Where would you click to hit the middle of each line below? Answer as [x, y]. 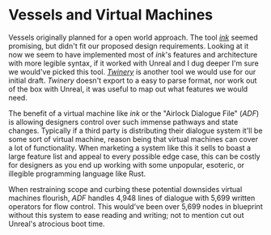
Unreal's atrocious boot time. [57, 224]
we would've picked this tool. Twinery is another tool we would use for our [132, 71]
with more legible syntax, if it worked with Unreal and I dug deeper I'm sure [133, 63]
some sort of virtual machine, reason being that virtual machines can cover [133, 139]
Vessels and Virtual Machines [111, 15]
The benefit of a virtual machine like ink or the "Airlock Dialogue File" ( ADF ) [134, 113]
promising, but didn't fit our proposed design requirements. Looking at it [129, 45]
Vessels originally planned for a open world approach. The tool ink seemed [133, 37]
